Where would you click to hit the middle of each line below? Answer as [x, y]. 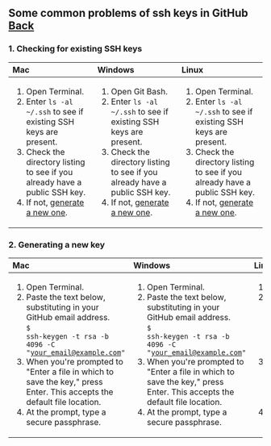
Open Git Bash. [139, 91]
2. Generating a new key [57, 244]
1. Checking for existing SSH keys [75, 49]
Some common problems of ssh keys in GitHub [128, 13]
